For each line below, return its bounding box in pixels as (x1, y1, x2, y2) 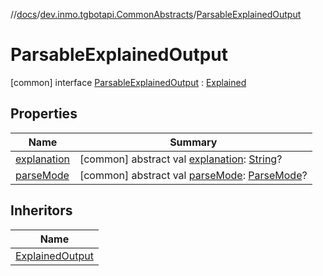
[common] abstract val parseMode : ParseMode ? (79, 168, 308, 182)
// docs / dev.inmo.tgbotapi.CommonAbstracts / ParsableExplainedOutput (10, 9, 302, 20)
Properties (10, 105, 78, 123)
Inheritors (10, 202, 73, 219)
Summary (169, 135, 218, 149)
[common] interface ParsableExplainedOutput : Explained (10, 76, 247, 88)
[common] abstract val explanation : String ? (79, 152, 283, 166)
